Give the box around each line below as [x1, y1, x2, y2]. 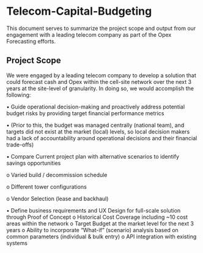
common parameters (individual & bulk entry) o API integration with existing [6, 233, 197, 240]
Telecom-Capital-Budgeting [6, 4, 152, 18]
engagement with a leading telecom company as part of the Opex [6, 31, 172, 38]
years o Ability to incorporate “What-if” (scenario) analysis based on [6, 226, 179, 233]
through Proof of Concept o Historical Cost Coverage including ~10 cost [6, 213, 188, 221]
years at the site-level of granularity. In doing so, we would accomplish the [6, 85, 194, 92]
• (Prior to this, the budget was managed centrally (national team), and [6, 121, 185, 129]
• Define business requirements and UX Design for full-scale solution [6, 206, 181, 214]
